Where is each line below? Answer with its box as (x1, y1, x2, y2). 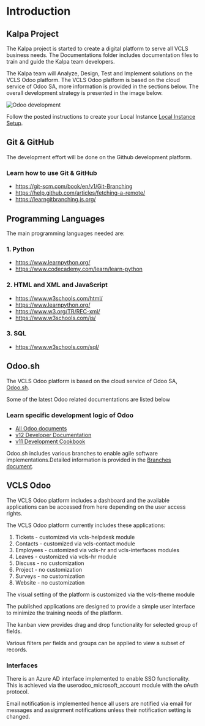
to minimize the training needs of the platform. (6, 609, 123, 616)
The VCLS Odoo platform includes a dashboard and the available (6, 496, 170, 504)
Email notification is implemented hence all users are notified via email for (6, 700, 192, 708)
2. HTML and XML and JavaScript (6, 280, 108, 289)
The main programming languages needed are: (6, 230, 125, 237)
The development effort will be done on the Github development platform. (6, 153, 192, 160)
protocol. (6, 688, 29, 695)
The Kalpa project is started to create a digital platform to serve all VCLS (6, 45, 188, 52)
